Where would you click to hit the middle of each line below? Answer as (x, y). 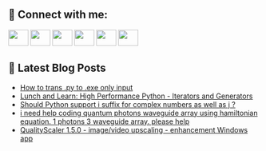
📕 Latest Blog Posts (57, 68)
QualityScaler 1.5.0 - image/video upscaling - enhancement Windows (134, 129)
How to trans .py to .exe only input (76, 87)
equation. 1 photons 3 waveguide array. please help (105, 121)
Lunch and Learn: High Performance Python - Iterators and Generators (136, 96)
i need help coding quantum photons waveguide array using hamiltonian (139, 113)
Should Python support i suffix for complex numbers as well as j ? (127, 104)
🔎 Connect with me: (58, 15)
